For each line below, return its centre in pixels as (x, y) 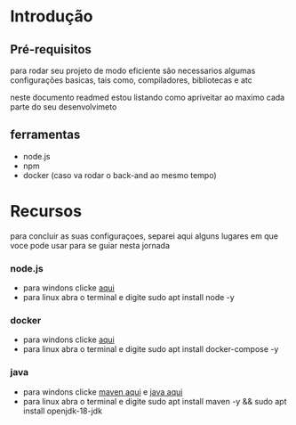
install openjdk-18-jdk (63, 411)
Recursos (46, 211)
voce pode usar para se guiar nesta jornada (90, 245)
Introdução (52, 16)
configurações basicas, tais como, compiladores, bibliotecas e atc (131, 80)
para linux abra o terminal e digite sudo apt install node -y (128, 298)
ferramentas (45, 135)
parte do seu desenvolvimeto (64, 107)
